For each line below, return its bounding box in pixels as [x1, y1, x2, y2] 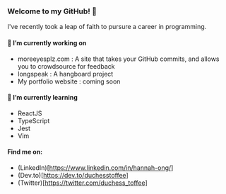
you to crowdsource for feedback [17, 62, 115, 70]
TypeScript [17, 116, 50, 125]
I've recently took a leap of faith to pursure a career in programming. [7, 23, 207, 31]
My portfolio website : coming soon [17, 77, 121, 86]
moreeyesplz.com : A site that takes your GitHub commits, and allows [17, 55, 220, 63]
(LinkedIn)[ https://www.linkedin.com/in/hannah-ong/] [17, 163, 174, 172]
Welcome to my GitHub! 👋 [7, 6, 97, 16]
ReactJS [17, 109, 42, 118]
